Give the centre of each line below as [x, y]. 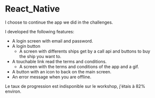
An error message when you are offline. [52, 77]
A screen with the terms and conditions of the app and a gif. [79, 67]
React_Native [32, 9]
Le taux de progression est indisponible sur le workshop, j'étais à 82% [75, 86]
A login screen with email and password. [53, 41]
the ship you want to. [40, 56]
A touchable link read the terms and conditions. [59, 61]
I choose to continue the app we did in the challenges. [59, 22]
